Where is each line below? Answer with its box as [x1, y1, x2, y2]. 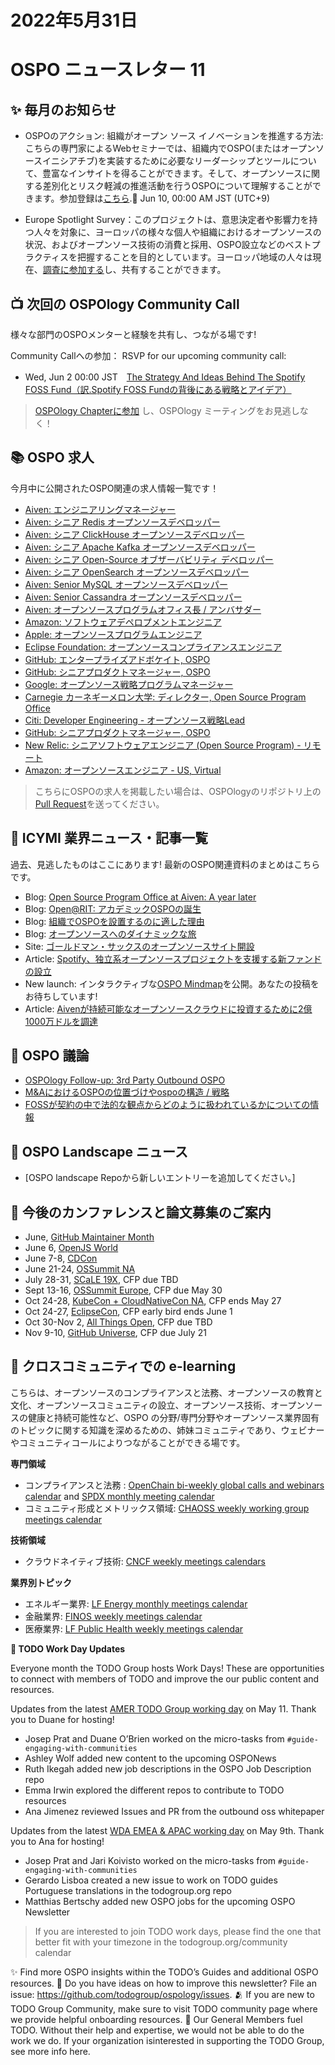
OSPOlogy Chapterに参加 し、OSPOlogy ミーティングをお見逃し [34, 405, 300, 416]
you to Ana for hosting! [10, 1835, 105, 1847]
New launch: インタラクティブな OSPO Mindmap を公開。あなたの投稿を [24, 977, 320, 990]
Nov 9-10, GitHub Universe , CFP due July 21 [24, 1327, 207, 1339]
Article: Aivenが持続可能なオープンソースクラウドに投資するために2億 [24, 1002, 313, 1015]
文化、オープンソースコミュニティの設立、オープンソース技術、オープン [10, 1399, 306, 1411]
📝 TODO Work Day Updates [10, 1642, 126, 1655]
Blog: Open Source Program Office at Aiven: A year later [24, 891, 257, 903]
